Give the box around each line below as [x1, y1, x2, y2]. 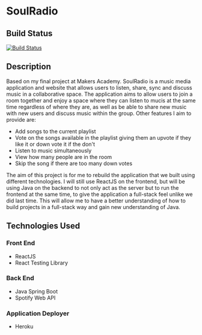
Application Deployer [6, 309, 70, 318]
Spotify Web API [14, 294, 56, 301]
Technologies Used [6, 221, 80, 231]
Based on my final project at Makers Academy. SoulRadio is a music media [6, 77, 191, 85]
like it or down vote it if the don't [14, 140, 95, 148]
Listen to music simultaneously [14, 146, 92, 154]
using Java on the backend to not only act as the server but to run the [6, 184, 179, 191]
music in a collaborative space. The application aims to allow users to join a [6, 90, 193, 98]
